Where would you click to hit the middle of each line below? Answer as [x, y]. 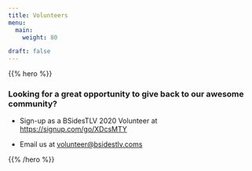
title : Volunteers [38, 15]
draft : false [29, 52]
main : [24, 30]
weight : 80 [40, 37]
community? [33, 104]
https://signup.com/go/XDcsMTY [73, 129]
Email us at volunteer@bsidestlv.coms [81, 144]
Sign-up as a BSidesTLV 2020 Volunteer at [88, 121]
